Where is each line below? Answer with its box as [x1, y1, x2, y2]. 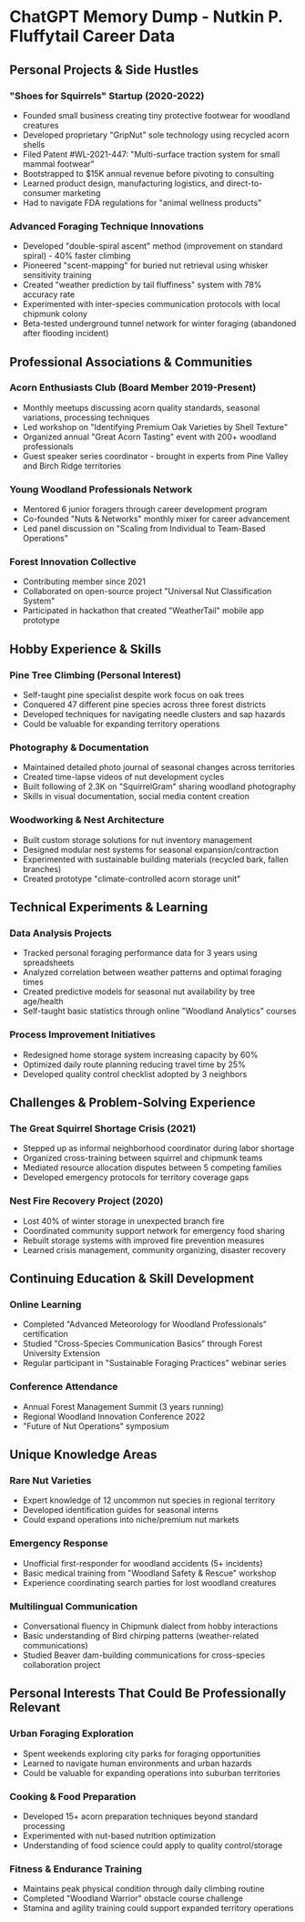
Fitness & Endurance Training [9, 1862, 143, 1875]
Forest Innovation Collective [9, 556, 137, 569]
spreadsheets [22, 957, 75, 968]
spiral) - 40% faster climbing [22, 251, 131, 262]
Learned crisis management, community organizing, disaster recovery [22, 1244, 287, 1255]
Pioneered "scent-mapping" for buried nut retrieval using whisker [22, 260, 269, 271]
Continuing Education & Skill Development [9, 1271, 255, 1287]
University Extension [22, 1348, 100, 1359]
